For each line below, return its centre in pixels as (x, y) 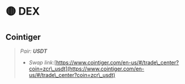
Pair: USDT (34, 51)
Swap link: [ (43, 63)
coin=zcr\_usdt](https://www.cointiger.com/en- (87, 69)
